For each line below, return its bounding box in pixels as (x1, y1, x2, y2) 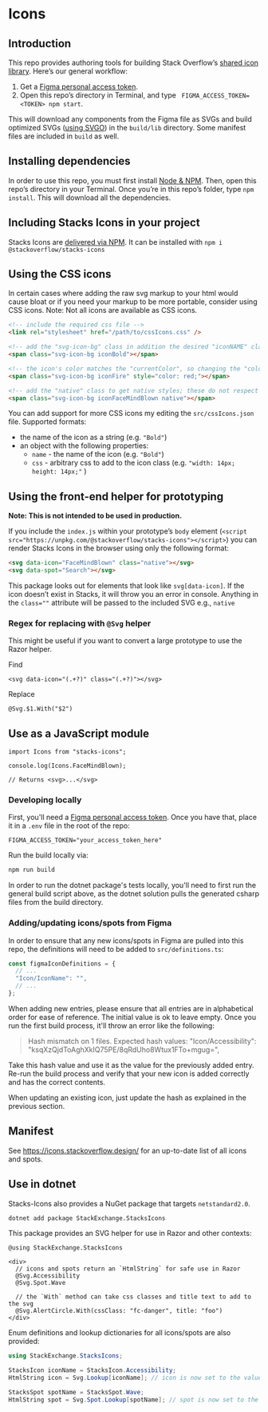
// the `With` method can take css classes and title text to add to (15, 1293, 251, 1301)
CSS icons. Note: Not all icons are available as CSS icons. (8, 306, 198, 315)
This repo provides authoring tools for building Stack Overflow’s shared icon (8, 58, 259, 67)
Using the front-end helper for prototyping (8, 490, 224, 503)
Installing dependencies (8, 154, 131, 168)
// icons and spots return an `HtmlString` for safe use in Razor (15, 1265, 241, 1273)
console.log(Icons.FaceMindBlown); (8, 762, 127, 770)
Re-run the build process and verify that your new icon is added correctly (8, 1069, 250, 1078)
